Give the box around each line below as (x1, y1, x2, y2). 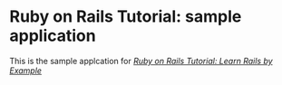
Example (9, 65, 43, 76)
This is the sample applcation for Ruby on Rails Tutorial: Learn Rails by (9, 55, 274, 66)
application (9, 25, 97, 46)
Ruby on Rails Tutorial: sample (9, 6, 242, 27)
